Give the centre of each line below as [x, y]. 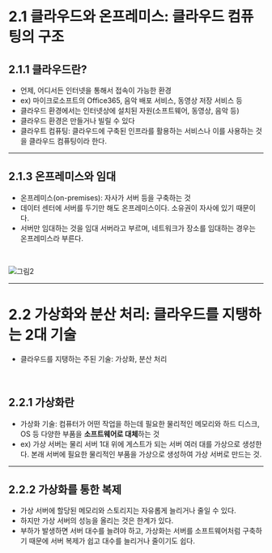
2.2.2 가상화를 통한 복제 [65, 489]
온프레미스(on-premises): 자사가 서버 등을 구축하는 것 [106, 197]
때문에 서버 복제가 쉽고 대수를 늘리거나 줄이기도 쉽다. [112, 541]
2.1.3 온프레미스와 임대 [62, 176]
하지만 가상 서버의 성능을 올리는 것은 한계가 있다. [97, 521]
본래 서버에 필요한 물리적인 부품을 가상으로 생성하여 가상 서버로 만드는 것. [147, 454]
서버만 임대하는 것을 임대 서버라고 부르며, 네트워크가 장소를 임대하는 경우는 [138, 228]
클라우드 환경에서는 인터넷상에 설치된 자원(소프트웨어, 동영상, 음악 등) [130, 111]
